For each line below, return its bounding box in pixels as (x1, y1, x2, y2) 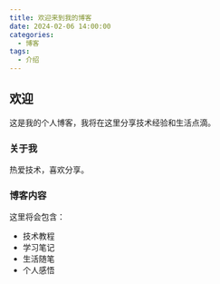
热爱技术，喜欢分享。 (9, 164, 89, 175)
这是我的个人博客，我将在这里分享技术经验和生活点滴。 (9, 117, 215, 128)
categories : (9, 30, 54, 39)
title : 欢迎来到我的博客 (9, 13, 92, 23)
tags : (9, 47, 30, 56)
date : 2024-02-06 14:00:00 (9, 22, 111, 31)
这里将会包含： (9, 211, 65, 222)
